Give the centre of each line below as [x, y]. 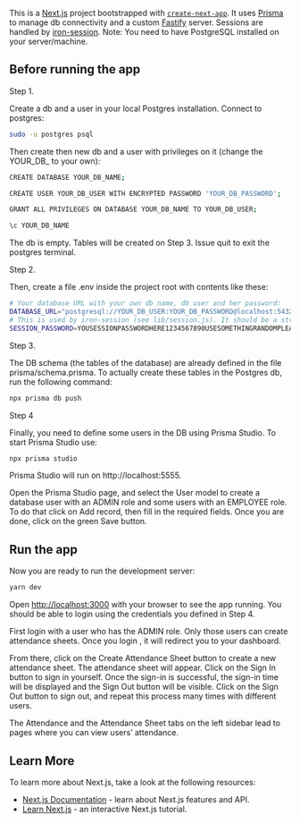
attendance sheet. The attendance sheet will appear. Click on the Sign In [143, 668]
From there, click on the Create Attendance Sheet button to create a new [143, 658]
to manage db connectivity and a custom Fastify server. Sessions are [136, 22]
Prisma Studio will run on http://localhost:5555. [96, 475]
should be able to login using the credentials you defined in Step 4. [132, 614]
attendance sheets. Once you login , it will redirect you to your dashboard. [145, 641]
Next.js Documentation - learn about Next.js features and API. [136, 799]
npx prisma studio [43, 458]
